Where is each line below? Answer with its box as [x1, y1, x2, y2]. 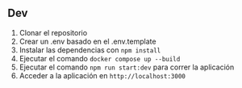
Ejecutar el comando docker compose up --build [19, 53, 181, 63]
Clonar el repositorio [19, 27, 88, 37]
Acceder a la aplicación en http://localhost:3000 [19, 70, 186, 80]
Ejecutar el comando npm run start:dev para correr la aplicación [19, 62, 235, 72]
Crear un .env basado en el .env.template [19, 36, 156, 46]
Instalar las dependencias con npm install [19, 44, 161, 55]
